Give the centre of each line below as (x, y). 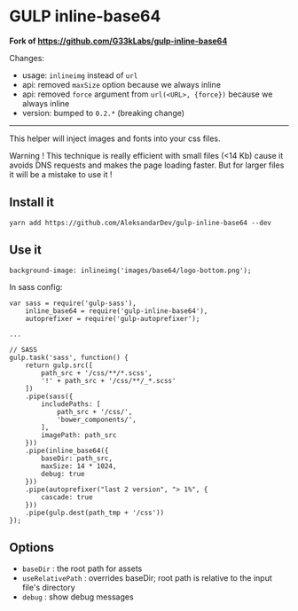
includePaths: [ (71, 404)
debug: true (63, 474)
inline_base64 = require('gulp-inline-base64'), (117, 311)
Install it (32, 203)
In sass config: (36, 286)
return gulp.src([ (59, 365)
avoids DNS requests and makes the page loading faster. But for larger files (147, 165)
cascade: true (67, 497)
